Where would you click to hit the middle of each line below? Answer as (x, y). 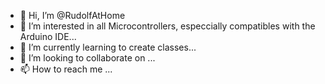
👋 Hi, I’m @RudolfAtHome (72, 15)
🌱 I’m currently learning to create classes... (108, 47)
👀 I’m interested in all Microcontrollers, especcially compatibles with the (167, 26)
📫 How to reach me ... (66, 69)
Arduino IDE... (48, 36)
